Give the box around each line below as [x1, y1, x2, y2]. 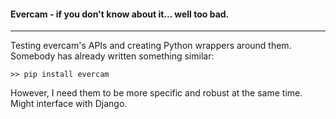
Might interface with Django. [10, 98, 128, 110]
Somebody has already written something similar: [10, 50, 215, 62]
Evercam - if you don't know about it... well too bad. [10, 8, 230, 20]
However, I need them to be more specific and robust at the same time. [10, 87, 303, 99]
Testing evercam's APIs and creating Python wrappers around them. [10, 40, 292, 52]
